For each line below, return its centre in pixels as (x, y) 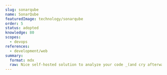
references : (17, 46)
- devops (19, 42)
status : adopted (22, 28)
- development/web (29, 51)
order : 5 (14, 23)
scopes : (13, 37)
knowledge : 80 (20, 33)
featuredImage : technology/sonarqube (44, 19)
